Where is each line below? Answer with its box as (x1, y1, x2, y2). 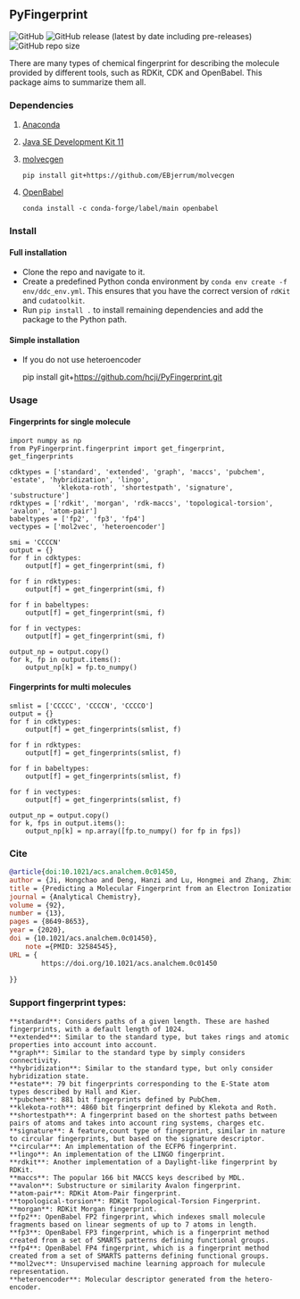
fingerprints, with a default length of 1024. (9, 1025, 186, 1034)
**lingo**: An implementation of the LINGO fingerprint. (9, 1150, 226, 1159)
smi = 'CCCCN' (9, 538, 62, 547)
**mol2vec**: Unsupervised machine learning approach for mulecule (9, 1259, 266, 1268)
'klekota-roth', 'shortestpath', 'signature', (56, 482, 234, 492)
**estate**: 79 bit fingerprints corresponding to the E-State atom (9, 1079, 270, 1088)
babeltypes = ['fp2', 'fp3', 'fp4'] (9, 514, 146, 524)
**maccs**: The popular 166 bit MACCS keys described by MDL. (9, 1173, 246, 1182)
